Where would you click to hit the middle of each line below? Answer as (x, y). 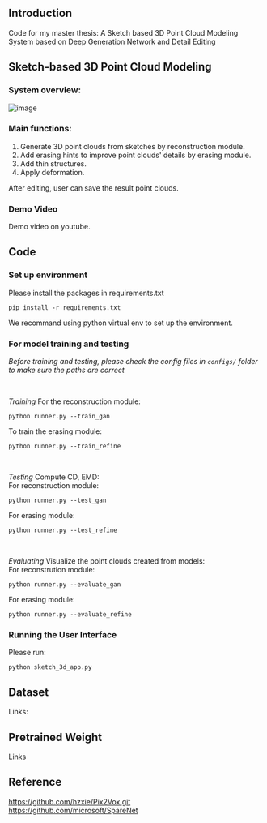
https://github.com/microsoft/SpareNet (74, 810)
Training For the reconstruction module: (75, 401)
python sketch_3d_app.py (50, 667)
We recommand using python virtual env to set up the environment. (121, 323)
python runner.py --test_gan (57, 501)
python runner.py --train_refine (65, 446)
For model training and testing (69, 344)
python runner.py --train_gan (59, 417)
